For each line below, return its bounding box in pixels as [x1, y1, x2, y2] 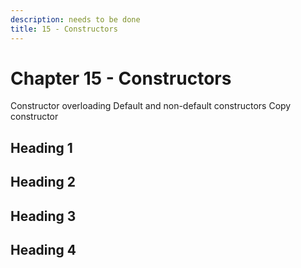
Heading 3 [10, 207, 77, 225]
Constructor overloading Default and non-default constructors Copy [10, 100, 292, 112]
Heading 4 [10, 242, 77, 258]
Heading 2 [10, 174, 77, 191]
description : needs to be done [10, 14, 141, 25]
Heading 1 [10, 139, 73, 156]
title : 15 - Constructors [10, 24, 118, 34]
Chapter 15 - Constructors [10, 67, 232, 90]
